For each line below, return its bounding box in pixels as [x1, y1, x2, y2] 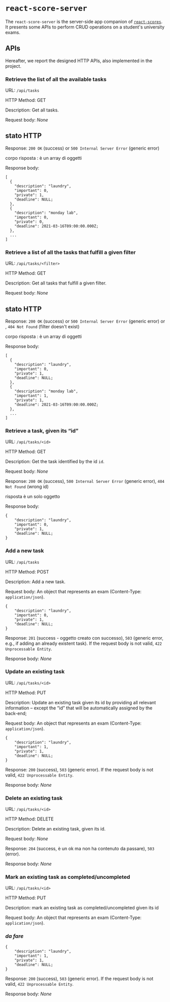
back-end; [5, 710, 27, 716]
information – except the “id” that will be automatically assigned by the [5, 705, 153, 711]
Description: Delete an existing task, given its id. [5, 826, 106, 832]
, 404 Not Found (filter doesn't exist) [5, 323, 80, 329]
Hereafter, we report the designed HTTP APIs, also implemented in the [5, 58, 153, 64]
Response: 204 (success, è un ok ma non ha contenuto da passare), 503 [5, 846, 155, 852]
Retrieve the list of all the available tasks [5, 75, 107, 82]
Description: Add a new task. [5, 579, 66, 585]
